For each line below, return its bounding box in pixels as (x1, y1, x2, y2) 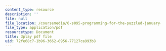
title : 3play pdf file (5, 34, 52, 39)
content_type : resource (5, 7, 54, 12)
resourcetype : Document (5, 30, 54, 34)
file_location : (5, 20, 37, 26)
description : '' (5, 12, 39, 17)
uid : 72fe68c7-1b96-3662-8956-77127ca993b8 (5, 39, 96, 44)
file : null (5, 16, 28, 21)
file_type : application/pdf (5, 25, 63, 30)
